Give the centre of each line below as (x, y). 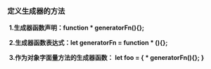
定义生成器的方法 (36, 11)
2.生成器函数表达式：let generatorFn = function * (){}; (88, 43)
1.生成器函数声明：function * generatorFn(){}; (77, 28)
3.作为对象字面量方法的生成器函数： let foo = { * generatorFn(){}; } (107, 58)
